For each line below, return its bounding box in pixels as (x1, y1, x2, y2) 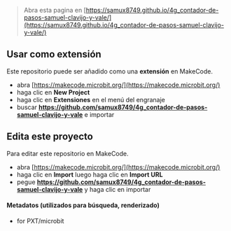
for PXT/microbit (16, 216, 64, 225)
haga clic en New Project (16, 87, 90, 97)
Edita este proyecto (6, 131, 94, 143)
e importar (84, 110, 115, 118)
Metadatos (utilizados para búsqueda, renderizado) (6, 201, 160, 209)
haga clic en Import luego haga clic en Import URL (16, 170, 163, 178)
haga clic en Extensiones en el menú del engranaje (16, 95, 166, 104)
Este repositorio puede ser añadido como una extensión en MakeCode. (6, 66, 213, 76)
